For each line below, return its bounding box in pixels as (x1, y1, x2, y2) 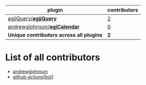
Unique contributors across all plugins (8, 31, 103, 38)
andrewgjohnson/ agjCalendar (8, 23, 80, 30)
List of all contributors (5, 52, 100, 63)
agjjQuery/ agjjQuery (8, 15, 57, 22)
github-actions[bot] (12, 73, 54, 80)
